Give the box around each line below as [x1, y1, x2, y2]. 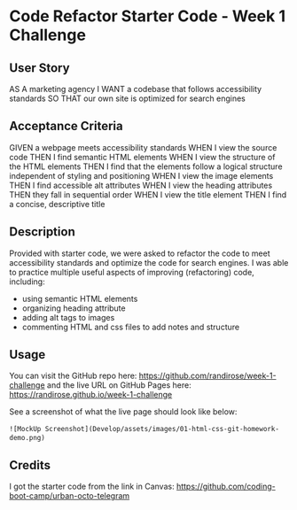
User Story [9, 60, 70, 75]
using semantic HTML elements [21, 293, 138, 304]
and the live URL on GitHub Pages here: [47, 380, 192, 390]
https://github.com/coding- [176, 481, 277, 492]
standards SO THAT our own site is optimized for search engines [9, 93, 246, 104]
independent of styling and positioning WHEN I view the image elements [9, 170, 274, 181]
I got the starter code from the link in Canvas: [9, 481, 175, 492]
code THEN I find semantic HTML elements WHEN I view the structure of [9, 151, 276, 162]
